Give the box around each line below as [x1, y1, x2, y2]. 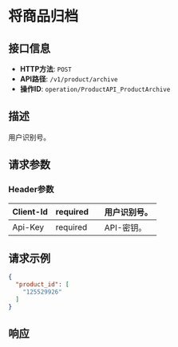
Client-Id [12, 206, 48, 217]
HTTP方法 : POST [19, 65, 72, 73]
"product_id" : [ [15, 281, 69, 289]
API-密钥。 [104, 222, 147, 233]
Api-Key [12, 221, 45, 232]
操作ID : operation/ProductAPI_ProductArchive [19, 85, 171, 93]
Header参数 [8, 184, 54, 195]
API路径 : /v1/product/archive [19, 74, 118, 84]
